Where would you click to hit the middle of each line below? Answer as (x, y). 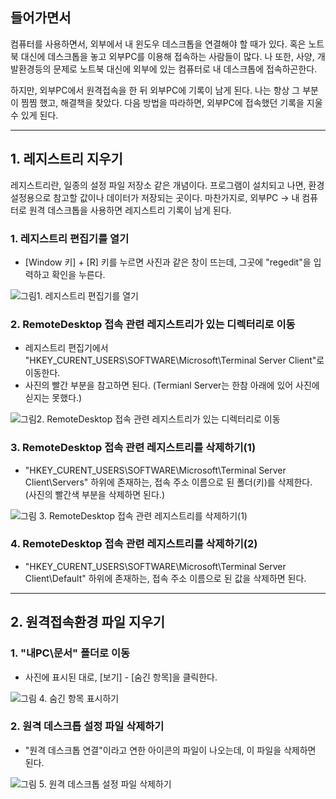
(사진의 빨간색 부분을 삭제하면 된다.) (94, 494)
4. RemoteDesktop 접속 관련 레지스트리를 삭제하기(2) (134, 544)
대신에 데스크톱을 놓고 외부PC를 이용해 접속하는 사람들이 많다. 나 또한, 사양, (167, 56)
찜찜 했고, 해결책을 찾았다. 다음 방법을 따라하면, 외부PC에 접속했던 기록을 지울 (171, 102)
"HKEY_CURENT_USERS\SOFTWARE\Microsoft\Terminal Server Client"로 (174, 360)
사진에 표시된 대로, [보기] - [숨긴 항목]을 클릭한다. (121, 677)
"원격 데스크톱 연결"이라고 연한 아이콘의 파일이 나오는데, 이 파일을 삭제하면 (170, 750)
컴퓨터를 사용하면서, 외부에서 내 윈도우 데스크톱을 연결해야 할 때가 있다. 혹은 (158, 44)
